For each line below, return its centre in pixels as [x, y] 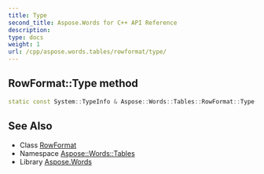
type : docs [26, 37]
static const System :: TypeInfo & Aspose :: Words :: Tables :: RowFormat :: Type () [135, 101]
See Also [30, 126]
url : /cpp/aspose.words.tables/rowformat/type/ [88, 52]
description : [29, 30]
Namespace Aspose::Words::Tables [77, 153]
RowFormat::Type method [73, 83]
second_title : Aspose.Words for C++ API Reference [93, 23]
